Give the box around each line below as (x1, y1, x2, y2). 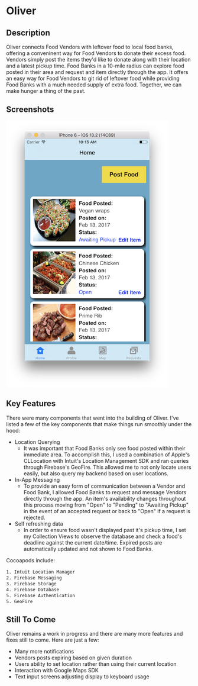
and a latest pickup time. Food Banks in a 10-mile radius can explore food (6, 62, 184, 69)
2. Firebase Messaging (6, 575, 62, 581)
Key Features (6, 398, 56, 409)
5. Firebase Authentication (6, 592, 76, 598)
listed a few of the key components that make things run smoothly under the (6, 420, 192, 427)
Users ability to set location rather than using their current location (14, 661, 177, 668)
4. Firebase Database (6, 587, 60, 592)
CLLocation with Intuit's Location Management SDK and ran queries (23, 457, 189, 464)
